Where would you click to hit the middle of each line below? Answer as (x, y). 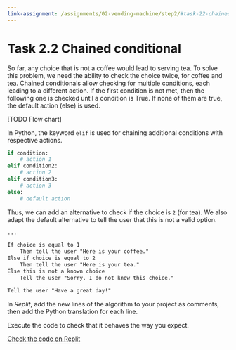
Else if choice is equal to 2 (52, 258)
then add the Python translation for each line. (73, 311)
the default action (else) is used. (54, 105)
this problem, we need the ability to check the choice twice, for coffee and (115, 75)
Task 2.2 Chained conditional (94, 48)
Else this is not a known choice (56, 271)
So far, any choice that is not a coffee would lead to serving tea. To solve (112, 68)
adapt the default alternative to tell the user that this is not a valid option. (112, 219)
